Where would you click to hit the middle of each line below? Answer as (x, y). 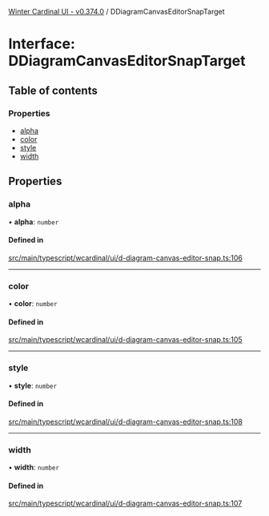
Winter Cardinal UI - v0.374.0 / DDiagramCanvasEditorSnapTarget (117, 12)
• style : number (33, 385)
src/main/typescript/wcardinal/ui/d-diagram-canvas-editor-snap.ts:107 (125, 503)
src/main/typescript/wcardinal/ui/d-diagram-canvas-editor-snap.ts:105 (125, 340)
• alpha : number (34, 222)
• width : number (34, 467)
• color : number (33, 304)
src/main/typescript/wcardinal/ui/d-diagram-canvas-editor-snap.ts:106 (125, 258)
